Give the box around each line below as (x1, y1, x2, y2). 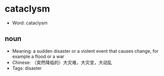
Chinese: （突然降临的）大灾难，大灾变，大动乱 (12, 59, 112, 65)
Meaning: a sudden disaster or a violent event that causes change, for (12, 48, 159, 54)
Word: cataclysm (12, 20, 48, 26)
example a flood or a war (12, 53, 64, 59)
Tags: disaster (12, 65, 42, 71)
